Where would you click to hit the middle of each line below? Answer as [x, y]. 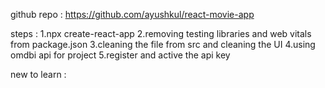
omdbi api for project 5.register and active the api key [120, 55]
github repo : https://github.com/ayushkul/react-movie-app [132, 14]
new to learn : [38, 74]
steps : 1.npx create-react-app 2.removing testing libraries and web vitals [161, 33]
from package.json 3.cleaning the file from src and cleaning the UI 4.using [163, 44]
